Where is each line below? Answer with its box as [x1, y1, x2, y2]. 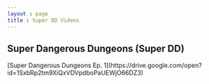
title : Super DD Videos [7, 17, 80, 24]
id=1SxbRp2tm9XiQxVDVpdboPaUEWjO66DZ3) [7, 69, 144, 77]
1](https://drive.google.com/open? [103, 61, 203, 70]
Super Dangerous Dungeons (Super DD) [7, 43, 185, 55]
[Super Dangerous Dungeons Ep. [7, 61, 103, 70]
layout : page [7, 10, 49, 17]
